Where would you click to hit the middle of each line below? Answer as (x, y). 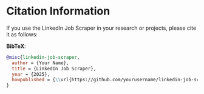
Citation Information (58, 11)
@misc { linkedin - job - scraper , (43, 57)
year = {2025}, (31, 74)
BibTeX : (16, 46)
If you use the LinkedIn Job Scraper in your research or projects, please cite (101, 28)
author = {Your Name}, (40, 63)
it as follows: (22, 34)
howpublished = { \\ (36, 80)
